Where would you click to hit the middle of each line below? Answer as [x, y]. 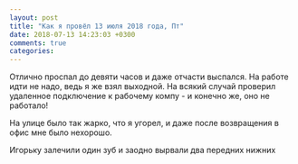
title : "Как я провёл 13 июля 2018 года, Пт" [96, 26]
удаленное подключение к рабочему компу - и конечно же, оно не [139, 96]
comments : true [38, 43]
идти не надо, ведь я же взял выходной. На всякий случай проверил [143, 87]
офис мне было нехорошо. [61, 132]
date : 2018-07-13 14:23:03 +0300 [72, 34]
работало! [29, 105]
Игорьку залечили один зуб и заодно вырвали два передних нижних [143, 150]
